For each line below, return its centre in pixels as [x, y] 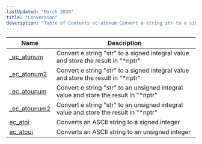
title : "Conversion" [32, 17]
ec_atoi [20, 122]
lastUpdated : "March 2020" [40, 12]
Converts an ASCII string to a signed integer [118, 122]
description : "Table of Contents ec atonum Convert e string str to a [96, 23]
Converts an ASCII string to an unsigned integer [124, 132]
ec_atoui [21, 132]
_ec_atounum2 [30, 109]
